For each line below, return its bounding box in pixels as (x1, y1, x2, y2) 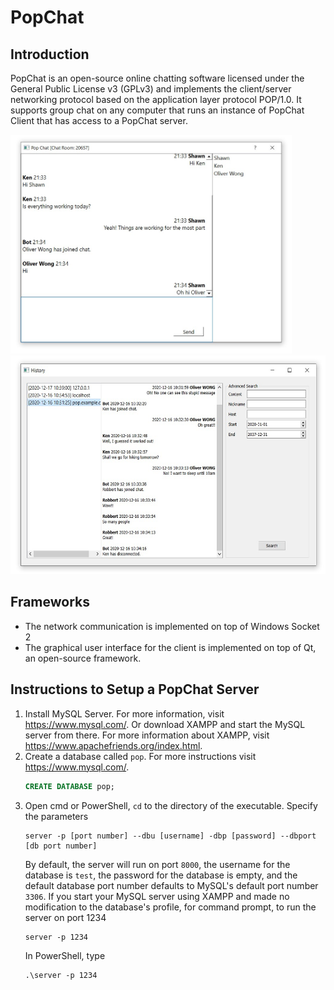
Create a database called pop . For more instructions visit (24, 750, 257, 762)
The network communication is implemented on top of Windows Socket (24, 620, 320, 632)
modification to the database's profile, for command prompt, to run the (24, 901, 317, 913)
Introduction (10, 46, 90, 63)
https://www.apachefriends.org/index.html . (24, 739, 203, 751)
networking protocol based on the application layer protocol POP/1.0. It (10, 94, 302, 105)
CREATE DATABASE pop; (24, 781, 115, 791)
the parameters (24, 810, 89, 822)
